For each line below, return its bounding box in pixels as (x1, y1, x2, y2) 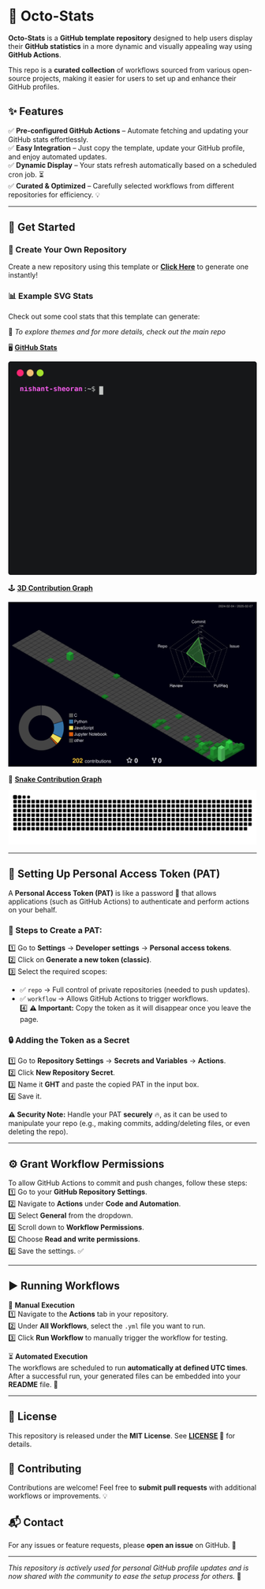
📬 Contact (8, 1516, 64, 1529)
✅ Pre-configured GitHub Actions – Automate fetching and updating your (8, 125, 249, 135)
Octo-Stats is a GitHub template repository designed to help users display (8, 33, 253, 43)
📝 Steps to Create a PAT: (8, 924, 103, 935)
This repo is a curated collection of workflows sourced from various (8, 65, 231, 74)
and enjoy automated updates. (8, 151, 107, 161)
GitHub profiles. (8, 82, 60, 91)
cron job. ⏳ (8, 170, 45, 179)
